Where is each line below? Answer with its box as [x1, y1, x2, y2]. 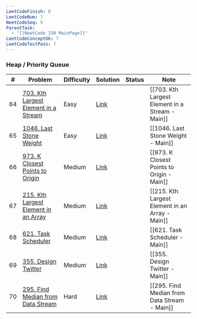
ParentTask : [6, 25, 35, 31]
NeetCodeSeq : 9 [6, 19, 43, 25]
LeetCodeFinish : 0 [6, 8, 51, 15]
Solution [96, 76, 120, 84]
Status [125, 76, 145, 84]
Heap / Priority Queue [6, 60, 69, 68]
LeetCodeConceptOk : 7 [6, 36, 59, 42]
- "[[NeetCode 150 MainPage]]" [11, 30, 88, 36]
